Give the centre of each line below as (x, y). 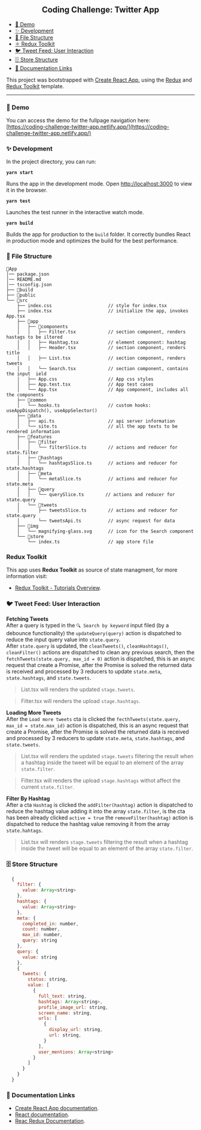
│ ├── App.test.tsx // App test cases (85, 384)
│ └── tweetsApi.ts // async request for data (96, 521)
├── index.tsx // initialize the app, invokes (103, 311)
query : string (40, 940)
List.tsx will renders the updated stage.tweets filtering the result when (107, 756)
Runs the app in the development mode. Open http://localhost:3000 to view (99, 184)
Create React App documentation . (57, 1108)
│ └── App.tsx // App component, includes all (103, 389)
